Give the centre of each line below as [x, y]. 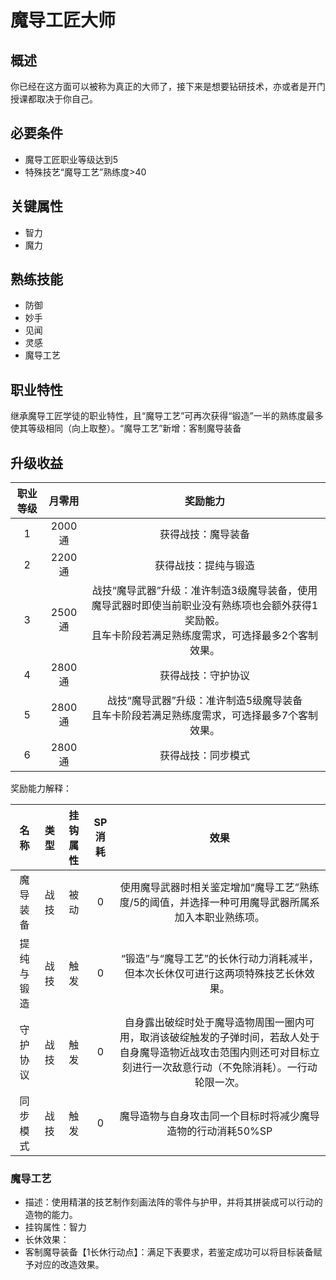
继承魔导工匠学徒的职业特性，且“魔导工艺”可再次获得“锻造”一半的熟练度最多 [167, 416]
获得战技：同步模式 [204, 756]
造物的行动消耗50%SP [219, 1131]
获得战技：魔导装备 [204, 534]
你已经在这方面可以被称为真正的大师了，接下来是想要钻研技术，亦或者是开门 [168, 86]
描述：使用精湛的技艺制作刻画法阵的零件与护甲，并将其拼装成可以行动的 [173, 1202]
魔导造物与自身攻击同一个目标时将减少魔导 [219, 1116]
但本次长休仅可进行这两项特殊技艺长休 [214, 974]
